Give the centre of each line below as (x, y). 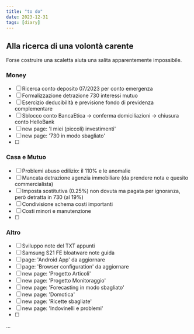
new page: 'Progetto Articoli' (56, 274)
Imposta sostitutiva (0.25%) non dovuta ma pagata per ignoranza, (101, 191)
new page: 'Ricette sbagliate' (57, 301)
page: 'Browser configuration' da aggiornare (75, 267)
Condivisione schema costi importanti (67, 204)
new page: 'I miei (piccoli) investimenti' (69, 129)
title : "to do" (25, 11)
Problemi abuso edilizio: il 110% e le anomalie (76, 171)
